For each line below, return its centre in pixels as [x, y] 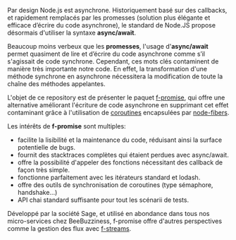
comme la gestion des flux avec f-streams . [69, 228]
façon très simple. [44, 170]
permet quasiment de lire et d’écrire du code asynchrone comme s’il [106, 54]
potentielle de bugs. [46, 147]
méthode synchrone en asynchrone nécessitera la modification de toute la [115, 76]
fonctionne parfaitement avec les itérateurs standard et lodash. [109, 177]
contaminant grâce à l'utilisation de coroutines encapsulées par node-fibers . [118, 113]
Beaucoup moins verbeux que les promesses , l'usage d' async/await [108, 46]
